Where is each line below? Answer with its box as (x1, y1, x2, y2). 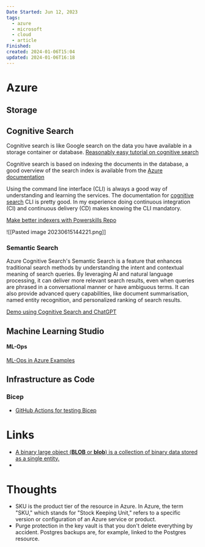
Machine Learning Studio (6, 326, 105, 336)
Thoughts (6, 482, 57, 496)
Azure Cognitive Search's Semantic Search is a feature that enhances (6, 257, 182, 265)
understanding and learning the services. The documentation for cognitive (6, 192, 194, 199)
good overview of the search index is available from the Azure (6, 167, 163, 174)
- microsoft (12, 26, 43, 32)
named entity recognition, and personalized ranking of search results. (6, 296, 182, 304)
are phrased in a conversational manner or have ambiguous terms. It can (6, 284, 190, 291)
